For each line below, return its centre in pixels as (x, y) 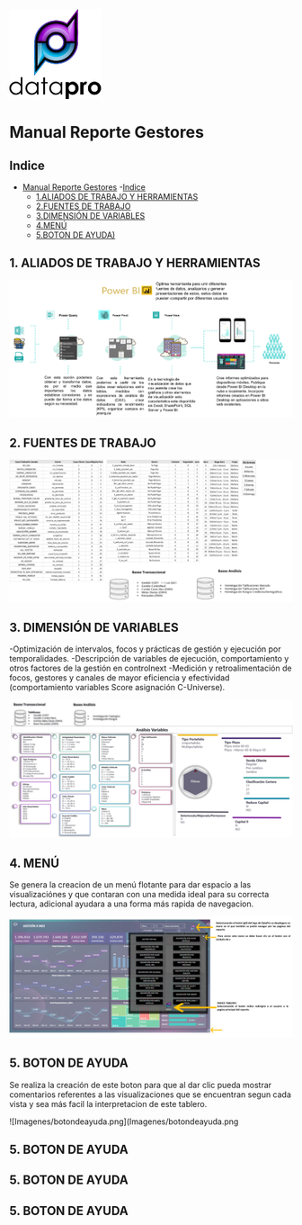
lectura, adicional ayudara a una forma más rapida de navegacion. (132, 904)
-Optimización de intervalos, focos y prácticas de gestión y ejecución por (145, 649)
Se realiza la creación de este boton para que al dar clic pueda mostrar (141, 1085)
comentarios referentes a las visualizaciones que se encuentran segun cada (151, 1094)
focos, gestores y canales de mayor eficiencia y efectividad (120, 678)
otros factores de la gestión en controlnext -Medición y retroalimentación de (151, 668)
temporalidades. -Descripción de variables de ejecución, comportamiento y (149, 659)
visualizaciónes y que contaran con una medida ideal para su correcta (139, 895)
